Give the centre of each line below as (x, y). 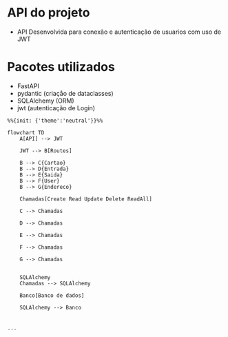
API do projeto (49, 13)
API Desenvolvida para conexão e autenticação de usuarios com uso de (119, 32)
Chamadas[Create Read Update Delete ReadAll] (86, 199)
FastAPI (28, 86)
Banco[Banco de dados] (52, 295)
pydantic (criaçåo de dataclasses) (65, 93)
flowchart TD (26, 132)
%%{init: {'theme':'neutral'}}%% (55, 121)
